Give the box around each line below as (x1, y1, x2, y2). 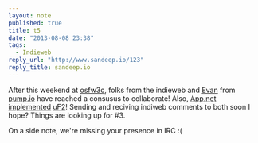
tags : (8, 41, 26, 49)
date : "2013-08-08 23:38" (8, 33, 94, 42)
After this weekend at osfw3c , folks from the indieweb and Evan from (8, 85, 236, 95)
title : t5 (8, 26, 41, 34)
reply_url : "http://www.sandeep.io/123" (8, 56, 145, 64)
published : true (8, 19, 62, 27)
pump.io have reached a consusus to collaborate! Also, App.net (8, 93, 217, 103)
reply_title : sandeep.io (8, 64, 91, 71)
